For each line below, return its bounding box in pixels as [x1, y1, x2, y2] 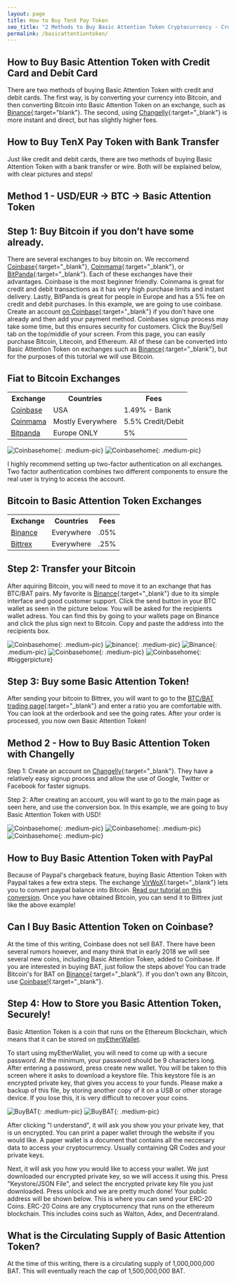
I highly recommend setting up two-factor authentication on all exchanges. [7, 460, 223, 468]
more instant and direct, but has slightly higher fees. [7, 116, 158, 124]
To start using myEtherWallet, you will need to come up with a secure [7, 1048, 207, 1057]
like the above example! [7, 900, 76, 909]
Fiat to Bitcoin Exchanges [7, 373, 121, 385]
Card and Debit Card [7, 67, 98, 79]
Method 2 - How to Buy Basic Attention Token [7, 737, 211, 749]
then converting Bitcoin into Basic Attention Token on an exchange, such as [7, 101, 226, 109]
